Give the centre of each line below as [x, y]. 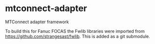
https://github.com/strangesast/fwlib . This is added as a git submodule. [77, 36]
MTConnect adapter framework [37, 22]
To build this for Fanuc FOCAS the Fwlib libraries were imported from [75, 31]
